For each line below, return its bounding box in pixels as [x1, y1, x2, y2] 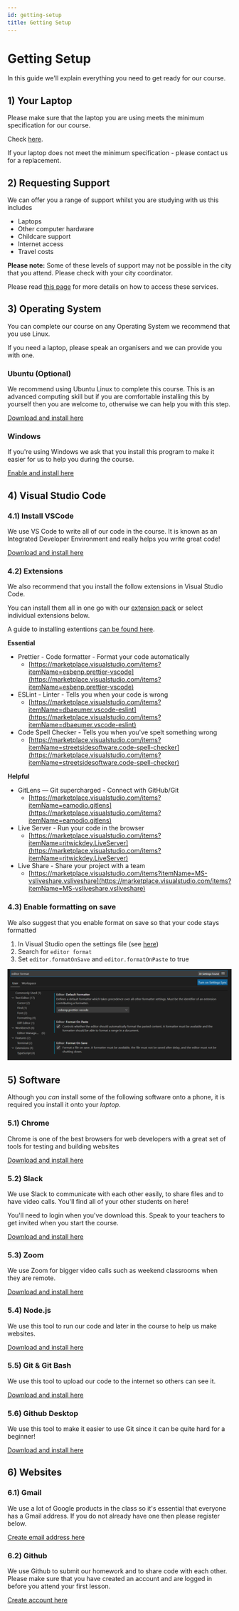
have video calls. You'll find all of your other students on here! [7, 1197, 188, 1205]
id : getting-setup [7, 11, 62, 19]
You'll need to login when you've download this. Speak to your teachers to [7, 1210, 225, 1220]
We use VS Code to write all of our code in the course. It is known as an [7, 527, 218, 536]
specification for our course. [7, 121, 91, 130]
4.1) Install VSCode [7, 511, 74, 521]
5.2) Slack [7, 1173, 43, 1183]
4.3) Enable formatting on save [7, 902, 116, 912]
